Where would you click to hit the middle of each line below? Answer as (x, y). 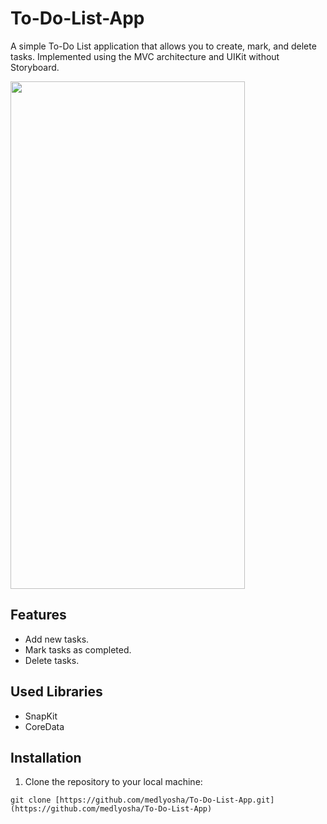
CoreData (44, 726)
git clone (31, 800)
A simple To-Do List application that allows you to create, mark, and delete (163, 46)
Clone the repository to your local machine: (113, 782)
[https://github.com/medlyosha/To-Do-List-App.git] (164, 800)
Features (38, 615)
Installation (46, 757)
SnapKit (41, 716)
